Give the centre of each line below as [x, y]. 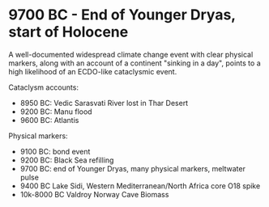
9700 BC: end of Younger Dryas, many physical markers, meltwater [132, 168]
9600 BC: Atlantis [49, 120]
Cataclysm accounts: [44, 87]
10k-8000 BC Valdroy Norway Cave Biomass [94, 194]
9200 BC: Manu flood [56, 112]
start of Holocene [68, 32]
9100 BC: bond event [55, 151]
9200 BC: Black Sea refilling [67, 160]
